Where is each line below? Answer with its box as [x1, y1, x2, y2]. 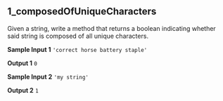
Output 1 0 [7, 59, 37, 67]
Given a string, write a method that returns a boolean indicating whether [7, 24, 216, 32]
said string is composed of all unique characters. [7, 32, 149, 40]
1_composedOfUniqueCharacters [7, 6, 157, 18]
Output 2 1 [7, 86, 39, 94]
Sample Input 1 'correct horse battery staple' [7, 45, 148, 53]
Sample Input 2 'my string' [7, 72, 89, 81]
